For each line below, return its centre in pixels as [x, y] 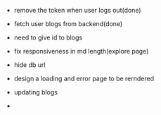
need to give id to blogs [48, 37]
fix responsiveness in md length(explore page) [81, 51]
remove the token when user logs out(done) [78, 10]
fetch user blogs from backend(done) [68, 24]
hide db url [30, 65]
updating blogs [36, 92]
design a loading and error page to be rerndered [84, 78]
